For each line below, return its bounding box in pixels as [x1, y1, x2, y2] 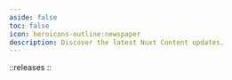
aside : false [9, 12, 58, 22]
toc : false [9, 21, 50, 30]
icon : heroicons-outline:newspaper [9, 29, 141, 38]
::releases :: [9, 62, 52, 73]
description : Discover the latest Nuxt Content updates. [9, 37, 225, 47]
